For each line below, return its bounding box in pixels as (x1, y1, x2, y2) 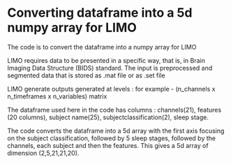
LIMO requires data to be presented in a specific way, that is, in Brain (7, 56, 206, 64)
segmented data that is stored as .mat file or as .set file (7, 71, 165, 80)
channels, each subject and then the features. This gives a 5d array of (7, 141, 209, 149)
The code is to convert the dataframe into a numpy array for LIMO (7, 43, 197, 51)
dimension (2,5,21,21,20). (7, 149, 80, 157)
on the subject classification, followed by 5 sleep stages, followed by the (7, 134, 216, 142)
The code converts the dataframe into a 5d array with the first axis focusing (7, 126, 225, 135)
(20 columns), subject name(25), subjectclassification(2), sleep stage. (7, 113, 209, 121)
